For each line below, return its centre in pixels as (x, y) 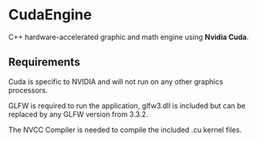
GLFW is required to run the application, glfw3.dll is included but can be (127, 105)
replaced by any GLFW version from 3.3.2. (78, 114)
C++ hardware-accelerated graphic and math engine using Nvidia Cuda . (128, 37)
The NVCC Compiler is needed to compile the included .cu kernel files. (125, 129)
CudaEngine (50, 15)
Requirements (44, 62)
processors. (28, 90)
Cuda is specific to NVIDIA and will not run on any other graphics (116, 81)
